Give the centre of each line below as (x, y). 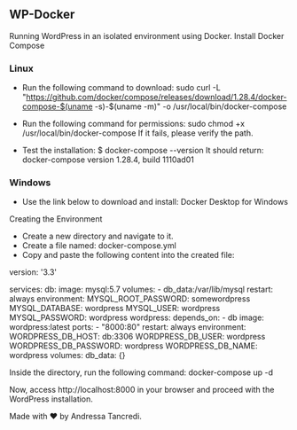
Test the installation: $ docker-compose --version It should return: (143, 151)
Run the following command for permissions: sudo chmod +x (133, 124)
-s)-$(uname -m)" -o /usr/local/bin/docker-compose (191, 106)
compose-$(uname (57, 106)
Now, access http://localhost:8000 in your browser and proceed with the (142, 390)
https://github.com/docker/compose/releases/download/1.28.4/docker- (156, 98)
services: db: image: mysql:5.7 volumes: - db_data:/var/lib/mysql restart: (141, 289)
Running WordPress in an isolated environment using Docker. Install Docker (147, 35)
